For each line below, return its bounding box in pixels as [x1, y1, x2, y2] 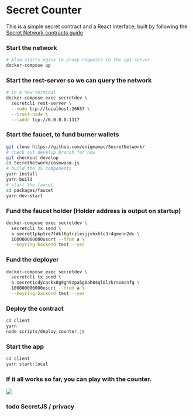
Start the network [6, 43, 57, 51]
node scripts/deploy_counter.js [6, 328, 85, 334]
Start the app [6, 342, 44, 350]
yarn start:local [6, 361, 49, 367]
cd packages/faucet [6, 187, 54, 193]
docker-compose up [6, 63, 51, 68]
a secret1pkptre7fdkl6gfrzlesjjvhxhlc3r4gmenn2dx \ [11, 231, 140, 237]
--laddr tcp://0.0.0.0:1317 [11, 116, 80, 123]
